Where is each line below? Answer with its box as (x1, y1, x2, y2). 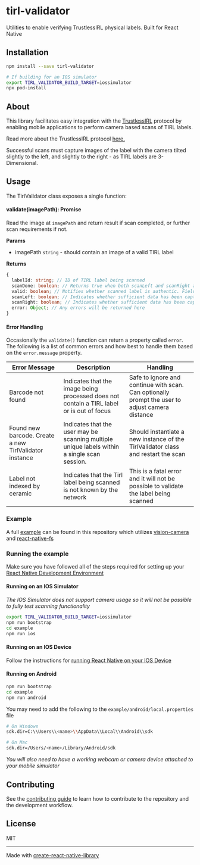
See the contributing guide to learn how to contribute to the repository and (6, 795, 189, 802)
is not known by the (63, 486, 118, 494)
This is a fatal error (129, 467, 182, 476)
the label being (129, 489, 171, 498)
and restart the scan (129, 450, 186, 458)
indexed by (9, 482, 40, 491)
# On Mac (6, 739, 28, 745)
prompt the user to (129, 396, 182, 404)
